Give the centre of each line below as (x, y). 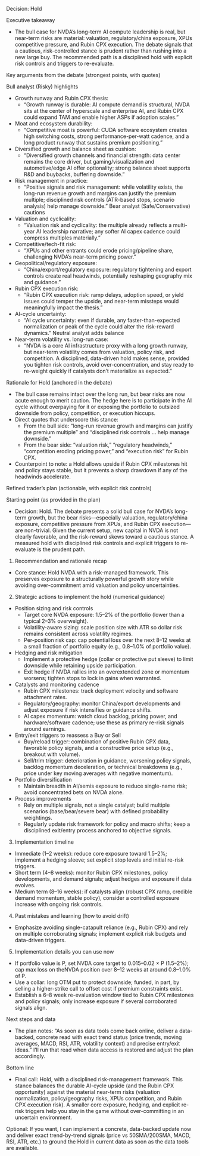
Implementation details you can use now (64, 951)
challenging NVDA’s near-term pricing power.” (80, 257)
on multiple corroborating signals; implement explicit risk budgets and (100, 934)
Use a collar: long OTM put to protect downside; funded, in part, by (97, 982)
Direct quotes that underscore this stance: (66, 419)
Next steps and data (31, 1019)
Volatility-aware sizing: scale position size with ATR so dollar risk (103, 627)
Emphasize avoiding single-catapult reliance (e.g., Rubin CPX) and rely (101, 927)
